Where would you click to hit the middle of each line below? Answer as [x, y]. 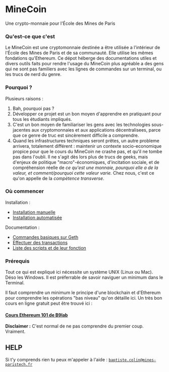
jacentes [21, 130]
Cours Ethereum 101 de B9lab [37, 315]
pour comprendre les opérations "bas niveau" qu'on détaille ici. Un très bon [84, 298]
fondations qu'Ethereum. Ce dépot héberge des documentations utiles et [81, 58]
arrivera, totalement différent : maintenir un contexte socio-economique [87, 146]
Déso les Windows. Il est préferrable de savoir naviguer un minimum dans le [84, 277]
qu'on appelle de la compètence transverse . [58, 178]
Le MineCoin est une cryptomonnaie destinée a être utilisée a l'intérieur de [83, 48]
